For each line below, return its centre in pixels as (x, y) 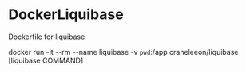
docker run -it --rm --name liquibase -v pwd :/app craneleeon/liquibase (123, 52)
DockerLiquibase (66, 15)
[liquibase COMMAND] (46, 60)
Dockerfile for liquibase (47, 36)
